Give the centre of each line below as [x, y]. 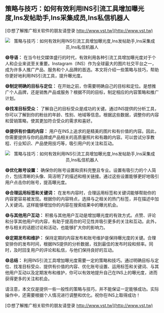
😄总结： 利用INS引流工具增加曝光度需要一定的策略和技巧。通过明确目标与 [80, 260]
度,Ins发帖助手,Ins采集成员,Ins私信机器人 [67, 18]
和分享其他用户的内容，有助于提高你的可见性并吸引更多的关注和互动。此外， [82, 221]
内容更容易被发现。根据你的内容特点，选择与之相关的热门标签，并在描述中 [80, 198]
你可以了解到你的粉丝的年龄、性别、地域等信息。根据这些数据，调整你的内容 [82, 115]
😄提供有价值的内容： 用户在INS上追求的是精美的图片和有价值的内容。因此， [82, 131]
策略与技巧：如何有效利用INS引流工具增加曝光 [75, 9]
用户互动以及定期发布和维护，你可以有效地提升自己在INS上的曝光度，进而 [83, 273]
